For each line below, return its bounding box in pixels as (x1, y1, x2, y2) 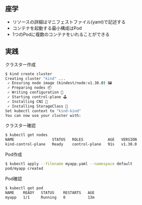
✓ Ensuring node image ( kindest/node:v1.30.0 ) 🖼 (7, 81, 112, 86)
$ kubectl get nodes (5, 132, 48, 138)
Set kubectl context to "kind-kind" (5, 108, 81, 113)
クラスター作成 (5, 61, 36, 67)
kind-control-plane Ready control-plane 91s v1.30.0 (5, 142, 137, 147)
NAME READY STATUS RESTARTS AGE (5, 190, 95, 195)
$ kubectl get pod (5, 186, 43, 191)
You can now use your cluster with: (5, 113, 81, 118)
